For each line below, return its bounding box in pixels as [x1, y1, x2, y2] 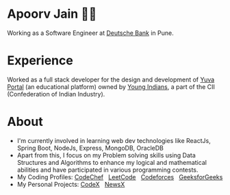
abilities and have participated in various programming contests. [16, 166, 199, 174]
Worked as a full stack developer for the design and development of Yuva [7, 75, 215, 83]
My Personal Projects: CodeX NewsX [16, 180, 125, 188]
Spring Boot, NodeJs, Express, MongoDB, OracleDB [16, 144, 164, 152]
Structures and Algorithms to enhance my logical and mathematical [16, 158, 207, 166]
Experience [7, 53, 73, 68]
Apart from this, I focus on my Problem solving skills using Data [16, 151, 196, 159]
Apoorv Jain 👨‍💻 [7, 6, 97, 22]
